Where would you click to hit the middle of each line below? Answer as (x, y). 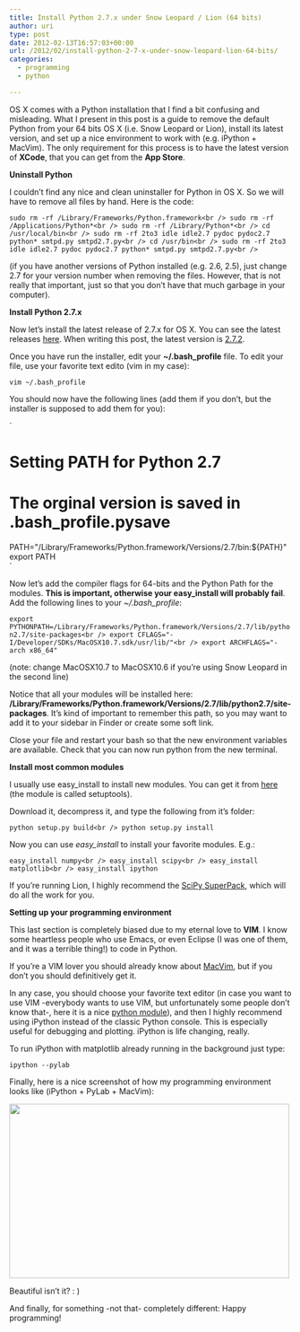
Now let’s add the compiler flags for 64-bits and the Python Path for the (141, 583)
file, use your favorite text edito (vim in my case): (99, 365)
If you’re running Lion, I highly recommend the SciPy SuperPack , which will (148, 885)
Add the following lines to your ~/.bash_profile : (95, 602)
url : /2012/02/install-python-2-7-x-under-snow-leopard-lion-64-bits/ (144, 51)
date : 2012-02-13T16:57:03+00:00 (72, 43)
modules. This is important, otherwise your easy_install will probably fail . (147, 592)
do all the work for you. (52, 895)
